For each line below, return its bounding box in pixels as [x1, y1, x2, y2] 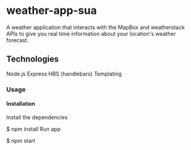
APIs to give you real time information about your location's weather [6, 30, 176, 37]
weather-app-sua [6, 4, 97, 18]
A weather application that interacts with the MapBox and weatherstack [6, 24, 185, 31]
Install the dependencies [6, 113, 68, 121]
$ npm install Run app [6, 125, 61, 132]
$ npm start [6, 137, 35, 144]
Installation [6, 100, 35, 108]
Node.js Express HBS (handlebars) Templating [6, 70, 122, 77]
